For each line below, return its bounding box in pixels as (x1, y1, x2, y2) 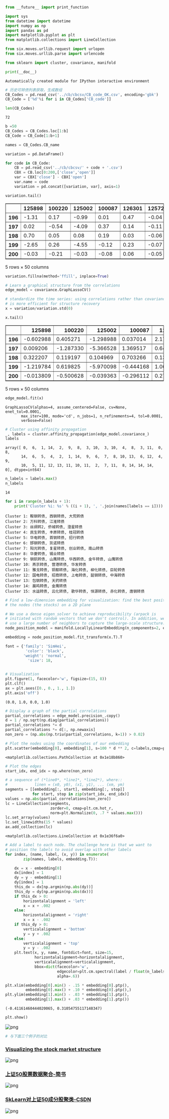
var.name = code (14, 179, 49, 184)
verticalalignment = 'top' (23, 941, 80, 946)
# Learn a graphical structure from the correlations (5, 283, 121, 288)
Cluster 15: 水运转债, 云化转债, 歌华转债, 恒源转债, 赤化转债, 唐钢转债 (5, 589, 145, 594)
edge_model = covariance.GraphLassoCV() (5, 287, 92, 293)
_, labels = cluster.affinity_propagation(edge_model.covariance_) (5, 431, 150, 436)
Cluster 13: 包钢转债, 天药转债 (5, 578, 67, 583)
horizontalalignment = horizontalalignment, (34, 955, 125, 960)
